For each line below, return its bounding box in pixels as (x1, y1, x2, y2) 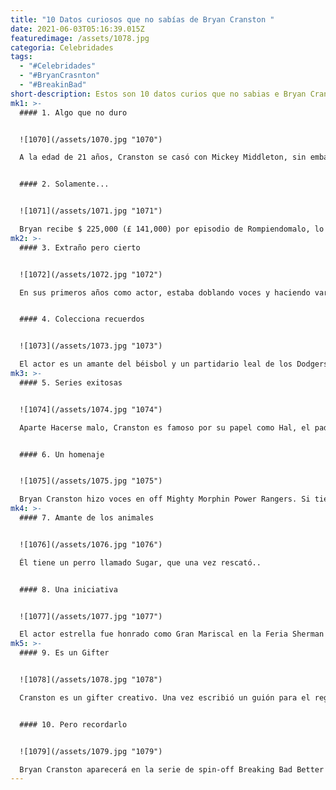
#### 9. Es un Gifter (19, 648, 110, 658)
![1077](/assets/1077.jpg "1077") (19, 611, 163, 621)
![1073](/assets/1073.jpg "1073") (19, 341, 163, 351)
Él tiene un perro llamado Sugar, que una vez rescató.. (19, 557, 262, 568)
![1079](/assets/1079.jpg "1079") (19, 746, 163, 756)
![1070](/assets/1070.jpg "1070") (19, 134, 163, 145)
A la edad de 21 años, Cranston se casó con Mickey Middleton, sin (19, 152, 307, 163)
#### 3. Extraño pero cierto (19, 242, 141, 253)
